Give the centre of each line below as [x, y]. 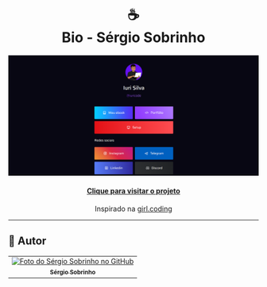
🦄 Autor [27, 241]
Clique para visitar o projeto [133, 191]
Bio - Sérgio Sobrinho [133, 38]
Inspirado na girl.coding [133, 209]
